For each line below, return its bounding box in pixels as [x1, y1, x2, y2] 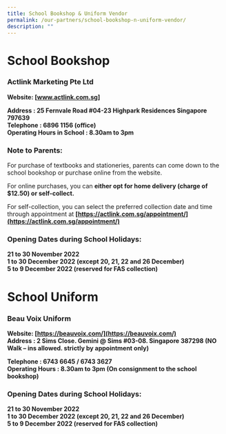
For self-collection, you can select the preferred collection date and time [7, 203, 213, 211]
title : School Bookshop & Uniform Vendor [7, 10, 128, 17]
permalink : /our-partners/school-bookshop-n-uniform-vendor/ [7, 17, 187, 23]
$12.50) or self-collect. [7, 189, 74, 197]
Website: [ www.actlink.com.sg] [7, 92, 101, 101]
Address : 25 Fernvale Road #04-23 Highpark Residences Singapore [7, 106, 207, 115]
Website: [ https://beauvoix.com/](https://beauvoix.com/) [7, 329, 177, 337]
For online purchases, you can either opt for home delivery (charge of [7, 182, 208, 190]
